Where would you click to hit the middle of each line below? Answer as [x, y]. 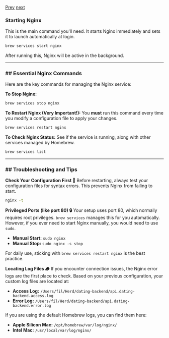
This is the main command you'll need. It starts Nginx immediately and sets [83, 31]
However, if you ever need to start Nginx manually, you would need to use [82, 223]
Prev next [15, 7]
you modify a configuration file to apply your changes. [61, 119]
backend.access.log [33, 296]
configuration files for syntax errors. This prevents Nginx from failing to [79, 186]
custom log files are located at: [37, 281]
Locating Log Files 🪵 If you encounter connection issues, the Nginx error [81, 269]
